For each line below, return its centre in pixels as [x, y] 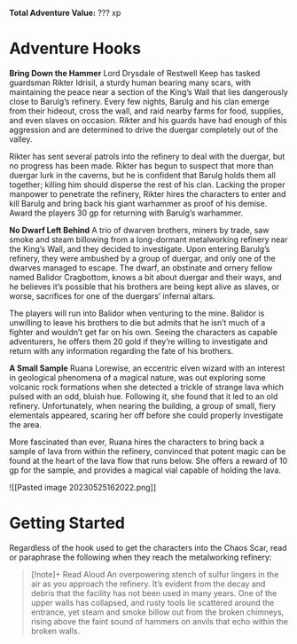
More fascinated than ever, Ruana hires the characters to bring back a [137, 442]
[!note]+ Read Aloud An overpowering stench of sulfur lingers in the [155, 574]
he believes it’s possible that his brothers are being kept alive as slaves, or [145, 287]
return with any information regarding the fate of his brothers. [121, 350]
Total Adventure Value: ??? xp [65, 13]
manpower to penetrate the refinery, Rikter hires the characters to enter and [148, 193]
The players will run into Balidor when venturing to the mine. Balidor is [137, 313]
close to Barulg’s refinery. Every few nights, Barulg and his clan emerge [140, 101]
